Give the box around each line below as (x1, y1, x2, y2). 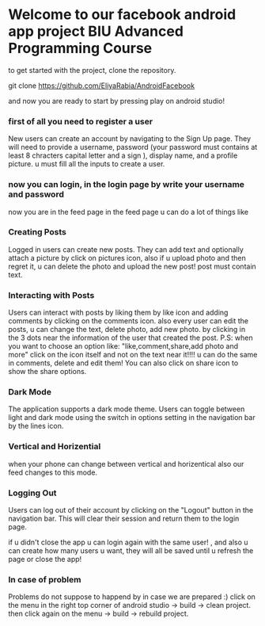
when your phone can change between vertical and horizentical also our (8, 459, 244, 468)
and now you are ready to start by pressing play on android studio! (8, 96, 225, 105)
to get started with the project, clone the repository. (8, 65, 176, 74)
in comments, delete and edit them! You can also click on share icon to (8, 358, 239, 368)
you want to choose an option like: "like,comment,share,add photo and (8, 342, 239, 351)
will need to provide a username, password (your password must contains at (8, 143, 258, 152)
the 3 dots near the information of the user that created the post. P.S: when (8, 333, 253, 342)
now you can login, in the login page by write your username (8, 179, 245, 190)
